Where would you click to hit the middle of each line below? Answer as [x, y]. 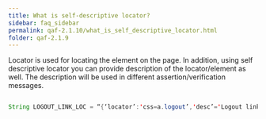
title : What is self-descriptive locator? [79, 15]
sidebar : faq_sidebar [44, 23]
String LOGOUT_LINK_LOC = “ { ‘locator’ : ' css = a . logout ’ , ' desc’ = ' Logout [125, 107]
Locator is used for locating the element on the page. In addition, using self [131, 60]
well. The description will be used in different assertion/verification [117, 77]
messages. [26, 86]
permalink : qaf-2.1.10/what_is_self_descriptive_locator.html [113, 30]
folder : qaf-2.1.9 [38, 38]
